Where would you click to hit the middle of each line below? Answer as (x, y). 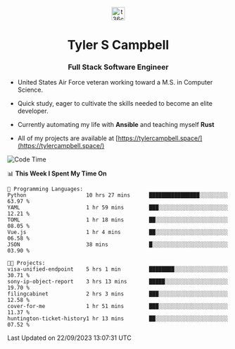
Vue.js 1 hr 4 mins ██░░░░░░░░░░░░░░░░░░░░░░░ (118, 233)
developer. (33, 111)
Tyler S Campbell (118, 45)
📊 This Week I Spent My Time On (57, 173)
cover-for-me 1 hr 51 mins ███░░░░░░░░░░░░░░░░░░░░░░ (118, 307)
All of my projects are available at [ (68, 138)
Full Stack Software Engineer (118, 67)
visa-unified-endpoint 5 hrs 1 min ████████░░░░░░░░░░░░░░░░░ (118, 269)
